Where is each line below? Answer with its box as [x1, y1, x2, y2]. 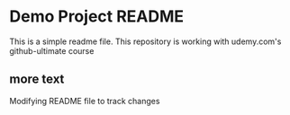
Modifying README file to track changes [9, 95, 160, 106]
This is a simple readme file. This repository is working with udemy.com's [9, 36, 282, 47]
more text [9, 72, 65, 87]
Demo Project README [9, 6, 185, 27]
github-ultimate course [9, 45, 95, 56]
